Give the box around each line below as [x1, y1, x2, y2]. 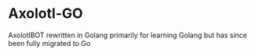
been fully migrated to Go [8, 38, 91, 47]
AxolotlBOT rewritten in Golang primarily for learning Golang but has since [8, 30, 248, 40]
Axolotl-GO [8, 5, 84, 23]
